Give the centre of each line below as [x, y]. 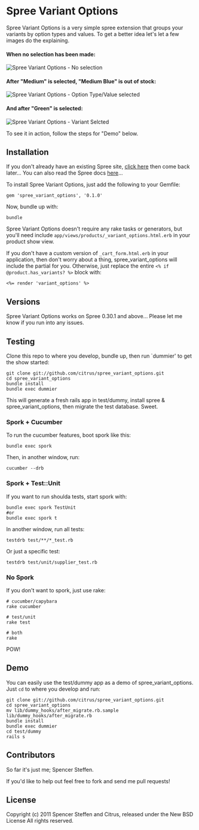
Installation [27, 152]
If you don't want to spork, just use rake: [56, 590]
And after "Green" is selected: [45, 108]
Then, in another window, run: [43, 457]
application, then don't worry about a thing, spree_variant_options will [92, 260]
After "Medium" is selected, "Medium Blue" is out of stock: [81, 81]
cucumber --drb [25, 468]
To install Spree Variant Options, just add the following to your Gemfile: [93, 185]
